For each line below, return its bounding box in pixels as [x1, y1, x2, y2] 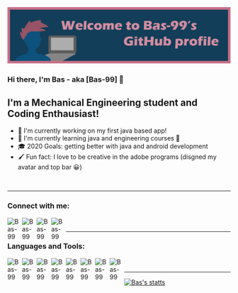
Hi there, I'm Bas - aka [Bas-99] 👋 [7, 74, 124, 84]
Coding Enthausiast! [7, 107, 99, 120]
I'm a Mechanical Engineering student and [7, 96, 198, 109]
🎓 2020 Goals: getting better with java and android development [17, 142, 208, 150]
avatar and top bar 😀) [17, 163, 83, 172]
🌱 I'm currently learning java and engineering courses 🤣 [17, 134, 181, 143]
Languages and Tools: [7, 241, 85, 251]
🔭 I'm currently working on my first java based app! [17, 126, 167, 135]
